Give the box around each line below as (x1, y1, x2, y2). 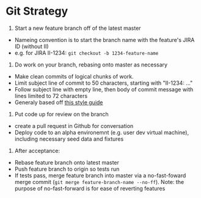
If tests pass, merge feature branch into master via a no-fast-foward (14, 172, 186, 179)
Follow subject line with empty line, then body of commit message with (14, 85, 194, 93)
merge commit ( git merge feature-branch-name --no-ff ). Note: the (14, 178, 185, 185)
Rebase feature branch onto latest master (14, 158, 120, 166)
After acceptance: (14, 147, 60, 154)
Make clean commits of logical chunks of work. (14, 72, 134, 80)
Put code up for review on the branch (14, 110, 109, 118)
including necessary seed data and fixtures (14, 135, 124, 143)
